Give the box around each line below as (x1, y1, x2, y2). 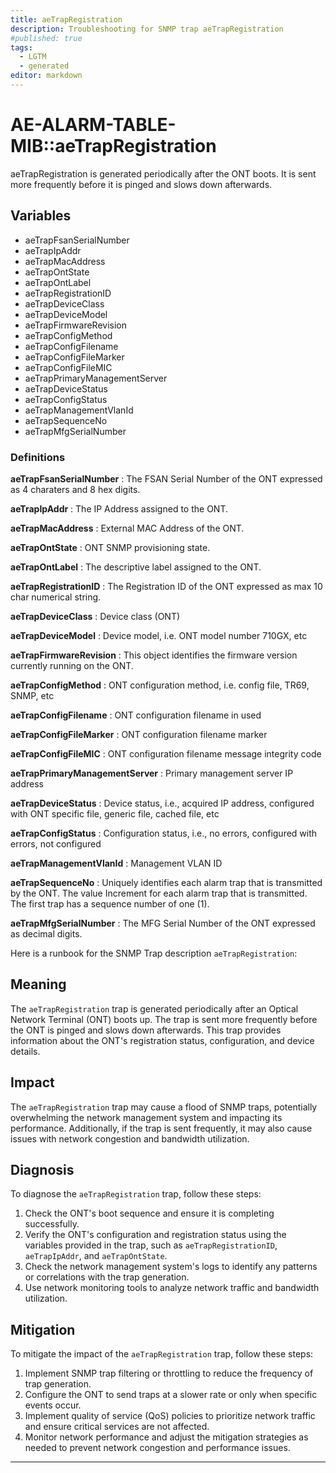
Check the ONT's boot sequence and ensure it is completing (24, 1207, 275, 1220)
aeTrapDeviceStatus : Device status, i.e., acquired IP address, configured (10, 797, 315, 809)
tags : (10, 42, 33, 53)
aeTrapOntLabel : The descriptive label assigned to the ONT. (10, 561, 262, 573)
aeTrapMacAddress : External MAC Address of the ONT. (10, 522, 245, 534)
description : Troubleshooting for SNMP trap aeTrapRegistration (10, 24, 284, 34)
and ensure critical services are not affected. (24, 1421, 210, 1433)
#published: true (10, 33, 83, 43)
